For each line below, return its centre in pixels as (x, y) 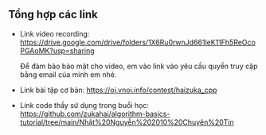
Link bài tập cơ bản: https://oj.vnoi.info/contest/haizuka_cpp (118, 90)
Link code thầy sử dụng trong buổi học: (84, 105)
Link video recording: (55, 33)
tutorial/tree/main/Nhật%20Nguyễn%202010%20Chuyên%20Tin (127, 122)
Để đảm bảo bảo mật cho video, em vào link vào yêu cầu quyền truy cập (139, 66)
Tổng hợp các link (53, 15)
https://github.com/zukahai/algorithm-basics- (95, 114)
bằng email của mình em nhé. (68, 74)
